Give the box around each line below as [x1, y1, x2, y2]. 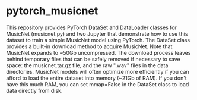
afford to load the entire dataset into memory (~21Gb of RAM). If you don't [6, 74, 187, 82]
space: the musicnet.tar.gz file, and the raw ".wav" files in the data [6, 61, 169, 69]
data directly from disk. [6, 87, 63, 94]
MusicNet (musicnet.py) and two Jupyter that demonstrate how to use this [6, 30, 188, 37]
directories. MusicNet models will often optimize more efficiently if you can [6, 68, 189, 75]
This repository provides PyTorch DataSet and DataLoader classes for [6, 24, 177, 31]
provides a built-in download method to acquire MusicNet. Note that [6, 43, 173, 50]
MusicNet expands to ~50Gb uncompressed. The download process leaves [6, 49, 191, 56]
